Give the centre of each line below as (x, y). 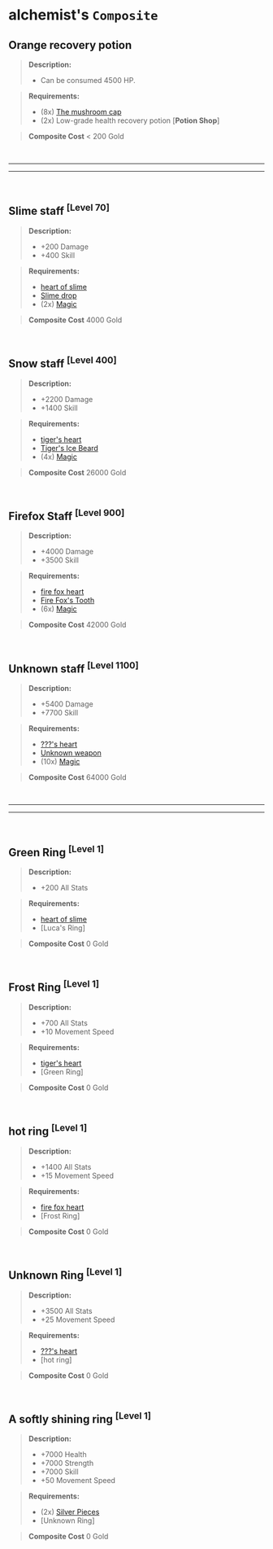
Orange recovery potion (70, 45)
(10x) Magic (60, 762)
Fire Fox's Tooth (67, 601)
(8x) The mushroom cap (81, 112)
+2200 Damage (67, 399)
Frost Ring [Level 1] (54, 987)
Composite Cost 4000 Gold (75, 320)
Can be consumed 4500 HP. (88, 80)
